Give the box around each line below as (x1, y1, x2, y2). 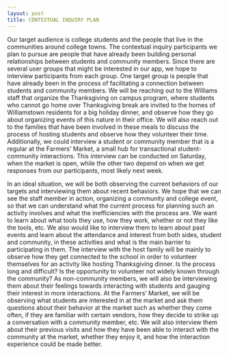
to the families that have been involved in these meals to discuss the (7, 123, 200, 131)
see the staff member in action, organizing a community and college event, (7, 194, 218, 202)
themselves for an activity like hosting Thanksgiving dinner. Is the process (7, 260, 216, 268)
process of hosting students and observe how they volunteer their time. (7, 130, 208, 138)
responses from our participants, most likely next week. (7, 166, 164, 175)
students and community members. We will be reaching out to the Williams (7, 86, 218, 95)
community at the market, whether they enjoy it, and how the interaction (7, 332, 211, 341)
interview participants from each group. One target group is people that (7, 71, 208, 79)
